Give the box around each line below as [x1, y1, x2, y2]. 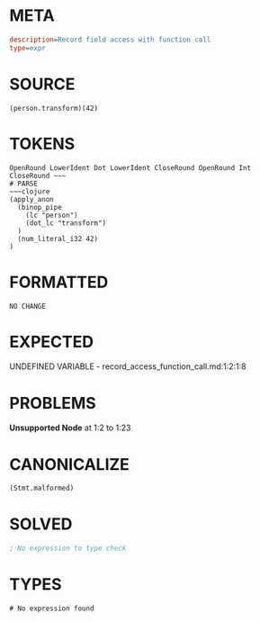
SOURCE [9, 74, 76, 95]
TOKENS [9, 133, 76, 154]
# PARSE [9, 179, 39, 188]
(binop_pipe [17, 203, 63, 212]
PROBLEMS [9, 392, 96, 413]
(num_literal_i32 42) [17, 234, 99, 243]
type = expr [9, 43, 47, 52]
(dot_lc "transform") [25, 218, 106, 228]
